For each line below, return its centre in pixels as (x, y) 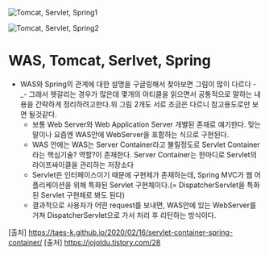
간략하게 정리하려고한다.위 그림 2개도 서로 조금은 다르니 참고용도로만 (143, 104)
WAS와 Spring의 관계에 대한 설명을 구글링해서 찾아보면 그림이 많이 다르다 (135, 84)
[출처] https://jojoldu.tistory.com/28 (102, 242)
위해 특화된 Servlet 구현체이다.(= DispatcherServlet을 (159, 185)
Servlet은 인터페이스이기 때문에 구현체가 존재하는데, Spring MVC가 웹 (142, 174)
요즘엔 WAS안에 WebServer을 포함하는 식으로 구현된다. (141, 134)
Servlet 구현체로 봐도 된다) (83, 194)
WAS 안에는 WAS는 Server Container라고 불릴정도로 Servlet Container (146, 144)
